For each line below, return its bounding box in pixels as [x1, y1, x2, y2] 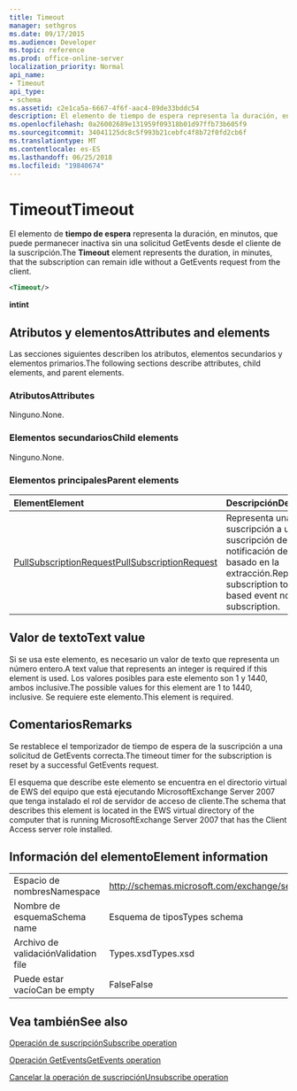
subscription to [225, 577, 289, 590]
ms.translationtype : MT [9, 136, 97, 145]
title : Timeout [9, 12, 65, 22]
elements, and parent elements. [9, 368, 125, 377]
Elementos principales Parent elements [9, 474, 179, 486]
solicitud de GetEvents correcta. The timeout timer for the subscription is [9, 750, 272, 761]
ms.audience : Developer [9, 37, 97, 47]
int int [9, 299, 29, 310]
